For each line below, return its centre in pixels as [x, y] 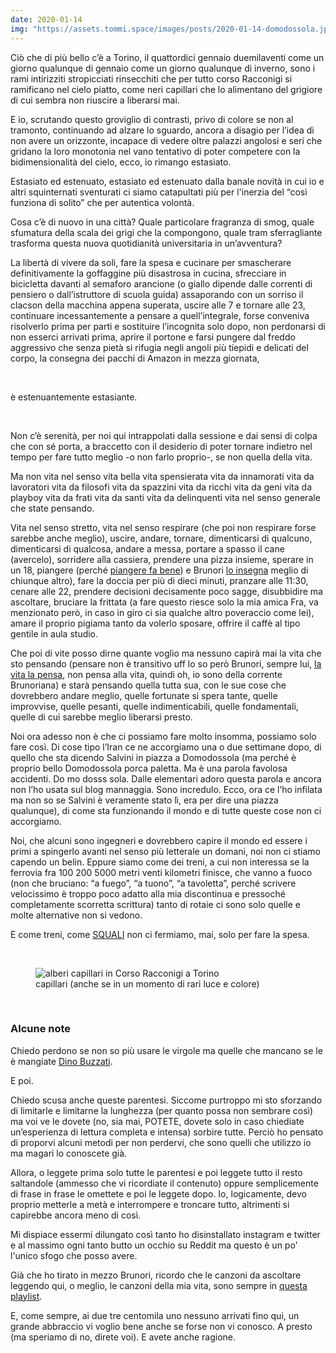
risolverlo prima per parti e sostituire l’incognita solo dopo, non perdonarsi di [168, 326]
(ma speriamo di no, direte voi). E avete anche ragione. [123, 1337]
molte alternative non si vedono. [76, 915]
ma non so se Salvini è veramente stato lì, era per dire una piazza [144, 800]
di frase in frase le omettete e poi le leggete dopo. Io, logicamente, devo [158, 1193]
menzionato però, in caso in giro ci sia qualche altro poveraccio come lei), [162, 612]
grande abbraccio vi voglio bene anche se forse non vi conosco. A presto [161, 1326]
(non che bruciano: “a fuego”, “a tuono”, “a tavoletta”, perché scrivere [153, 883]
